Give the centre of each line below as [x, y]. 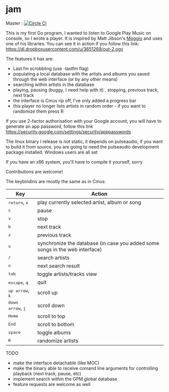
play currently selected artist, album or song [89, 202]
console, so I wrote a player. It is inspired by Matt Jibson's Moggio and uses [84, 38]
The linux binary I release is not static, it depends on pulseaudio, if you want [84, 141]
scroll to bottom [56, 324]
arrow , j [17, 308]
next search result [58, 266]
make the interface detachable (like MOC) [56, 363]
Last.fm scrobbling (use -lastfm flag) [51, 68]
